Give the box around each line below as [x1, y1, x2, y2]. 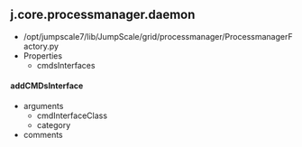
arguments [23, 101, 64, 112]
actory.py [23, 41, 59, 51]
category [36, 120, 71, 131]
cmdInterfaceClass [36, 110, 107, 121]
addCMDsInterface [10, 80, 84, 91]
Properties [23, 50, 62, 61]
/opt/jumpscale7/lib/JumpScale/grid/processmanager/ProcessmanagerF [23, 31, 293, 41]
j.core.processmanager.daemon [10, 7, 196, 23]
